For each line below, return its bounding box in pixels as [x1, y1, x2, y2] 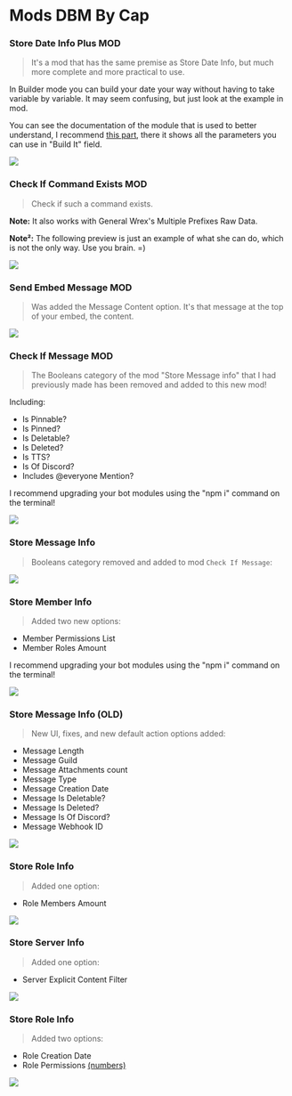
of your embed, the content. [30, 311, 134, 321]
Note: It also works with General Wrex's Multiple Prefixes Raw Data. [9, 215, 258, 226]
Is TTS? [21, 451, 51, 463]
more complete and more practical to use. [30, 67, 185, 77]
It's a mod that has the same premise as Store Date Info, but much [30, 57, 274, 68]
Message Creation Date [21, 783, 109, 794]
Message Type [21, 774, 77, 784]
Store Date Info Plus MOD [9, 37, 121, 50]
